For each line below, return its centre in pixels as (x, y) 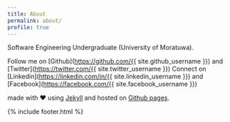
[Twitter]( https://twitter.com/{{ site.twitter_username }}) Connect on (107, 69)
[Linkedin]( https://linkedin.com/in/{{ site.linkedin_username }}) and (105, 76)
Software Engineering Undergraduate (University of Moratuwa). (101, 48)
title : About (27, 14)
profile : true (28, 27)
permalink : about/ (35, 21)
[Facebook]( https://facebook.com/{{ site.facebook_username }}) (103, 84)
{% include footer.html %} (46, 112)
